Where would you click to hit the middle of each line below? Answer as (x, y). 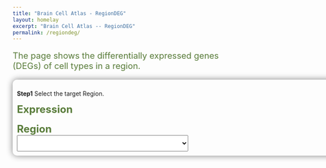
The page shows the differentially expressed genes (116, 56)
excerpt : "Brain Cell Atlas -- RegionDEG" (74, 26)
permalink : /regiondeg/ (47, 32)
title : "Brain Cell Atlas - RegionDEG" (70, 13)
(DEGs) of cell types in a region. (77, 66)
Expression (45, 110)
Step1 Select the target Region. (61, 94)
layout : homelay (36, 20)
